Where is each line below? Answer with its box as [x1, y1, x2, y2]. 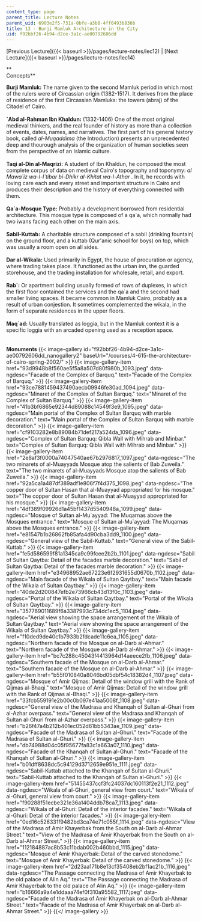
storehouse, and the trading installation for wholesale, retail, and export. [6, 269, 184, 277]
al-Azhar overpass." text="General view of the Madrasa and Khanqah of [6, 710, 184, 717]
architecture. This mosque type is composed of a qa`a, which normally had [6, 212, 192, 219]
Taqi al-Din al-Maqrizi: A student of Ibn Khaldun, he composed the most [6, 161, 186, 168]
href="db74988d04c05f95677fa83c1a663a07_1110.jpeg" [6, 742, 145, 749]
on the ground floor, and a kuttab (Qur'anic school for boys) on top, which [6, 237, 189, 244]
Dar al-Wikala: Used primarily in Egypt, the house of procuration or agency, [6, 256, 194, 263]
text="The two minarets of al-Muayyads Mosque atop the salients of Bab [6, 467, 187, 474]
